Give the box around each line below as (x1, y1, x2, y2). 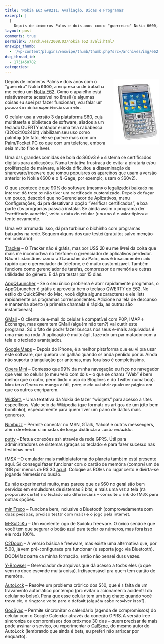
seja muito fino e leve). (5, 145, 51, 151)
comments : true (5, 34, 36, 39)
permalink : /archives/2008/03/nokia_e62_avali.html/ (5, 39, 115, 44)
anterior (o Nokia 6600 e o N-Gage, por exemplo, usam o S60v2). (5, 175, 137, 181)
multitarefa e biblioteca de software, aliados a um (5, 119, 104, 125)
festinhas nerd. (5, 447, 36, 452)
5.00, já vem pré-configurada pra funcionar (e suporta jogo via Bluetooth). (5, 546, 154, 552)
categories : (5, 64, 29, 69)
